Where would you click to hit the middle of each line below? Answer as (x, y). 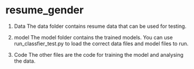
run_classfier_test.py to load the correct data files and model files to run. (101, 43)
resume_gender (45, 10)
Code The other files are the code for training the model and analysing (98, 55)
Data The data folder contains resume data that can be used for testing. (100, 26)
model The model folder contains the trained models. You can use (93, 37)
